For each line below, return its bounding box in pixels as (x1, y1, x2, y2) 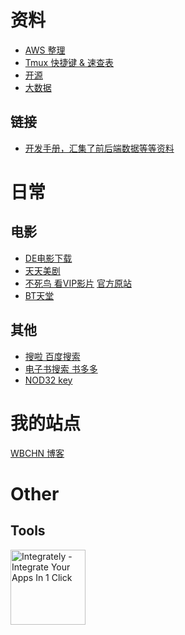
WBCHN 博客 (10, 447, 65, 459)
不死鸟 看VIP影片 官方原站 (24, 277, 133, 289)
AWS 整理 (24, 44, 66, 56)
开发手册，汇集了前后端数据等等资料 (24, 142, 175, 154)
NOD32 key (24, 374, 73, 386)
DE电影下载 (24, 252, 73, 264)
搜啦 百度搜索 (24, 350, 81, 362)
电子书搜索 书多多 (24, 362, 98, 375)
